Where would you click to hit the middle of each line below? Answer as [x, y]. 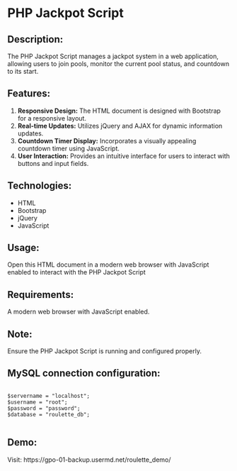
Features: [29, 94]
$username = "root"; [38, 402]
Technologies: [40, 186]
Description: [35, 39]
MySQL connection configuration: [84, 373]
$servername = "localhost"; [49, 396]
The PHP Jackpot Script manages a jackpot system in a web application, [113, 56]
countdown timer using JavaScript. [69, 148]
